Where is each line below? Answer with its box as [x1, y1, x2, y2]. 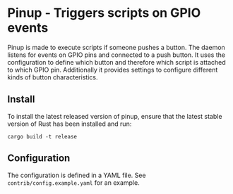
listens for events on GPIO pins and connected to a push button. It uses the [7, 51, 226, 59]
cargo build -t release [7, 133, 78, 140]
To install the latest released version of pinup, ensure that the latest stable [7, 112, 222, 120]
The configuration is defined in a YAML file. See [7, 171, 146, 179]
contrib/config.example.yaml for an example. [7, 178, 140, 187]
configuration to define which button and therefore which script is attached [7, 58, 226, 66]
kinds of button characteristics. [7, 72, 98, 82]
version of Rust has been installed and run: [7, 119, 132, 128]
